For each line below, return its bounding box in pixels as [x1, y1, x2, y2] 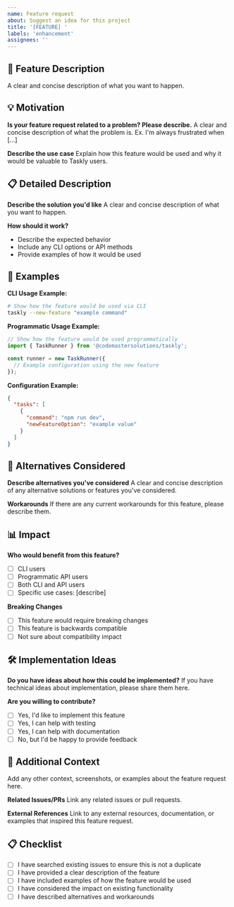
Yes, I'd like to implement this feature [17, 711, 125, 719]
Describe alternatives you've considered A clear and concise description [7, 479, 223, 487]
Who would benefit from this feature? [7, 551, 120, 559]
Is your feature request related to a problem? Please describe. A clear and [7, 121, 227, 129]
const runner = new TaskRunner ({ [7, 355, 106, 362]
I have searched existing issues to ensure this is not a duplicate [17, 860, 202, 869]
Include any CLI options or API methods [17, 243, 133, 251]
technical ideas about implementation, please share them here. [7, 683, 190, 692]
